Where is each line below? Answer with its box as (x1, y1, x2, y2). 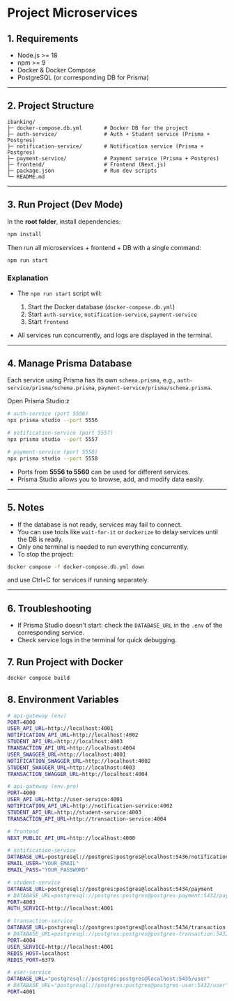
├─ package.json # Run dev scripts (7, 167, 157, 174)
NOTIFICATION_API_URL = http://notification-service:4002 (7, 802, 173, 809)
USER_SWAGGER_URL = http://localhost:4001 (7, 751, 127, 758)
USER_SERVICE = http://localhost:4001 (7, 943, 114, 950)
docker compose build (7, 674, 70, 682)
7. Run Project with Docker (7, 656, 124, 668)
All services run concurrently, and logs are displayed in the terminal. (17, 331, 213, 339)
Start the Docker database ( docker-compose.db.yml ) (27, 302, 175, 311)
